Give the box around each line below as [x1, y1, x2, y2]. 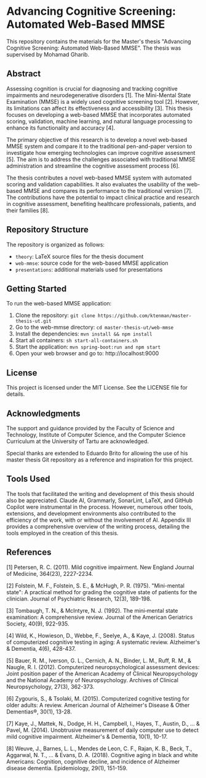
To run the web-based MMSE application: [6, 300, 112, 307]
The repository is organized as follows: [6, 241, 105, 248]
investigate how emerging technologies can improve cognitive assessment [6, 149, 196, 156]
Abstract [6, 69, 41, 79]
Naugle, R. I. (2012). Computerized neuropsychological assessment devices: [6, 663, 200, 670]
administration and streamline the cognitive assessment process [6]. [6, 162, 180, 170]
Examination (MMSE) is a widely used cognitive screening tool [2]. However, [6, 98, 200, 105]
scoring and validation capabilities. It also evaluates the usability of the [6, 180, 186, 188]
